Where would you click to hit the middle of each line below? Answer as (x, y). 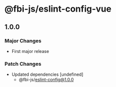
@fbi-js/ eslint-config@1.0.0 (46, 80)
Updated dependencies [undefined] (47, 74)
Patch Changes (23, 64)
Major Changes (23, 41)
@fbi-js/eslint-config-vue (58, 9)
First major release (30, 51)
